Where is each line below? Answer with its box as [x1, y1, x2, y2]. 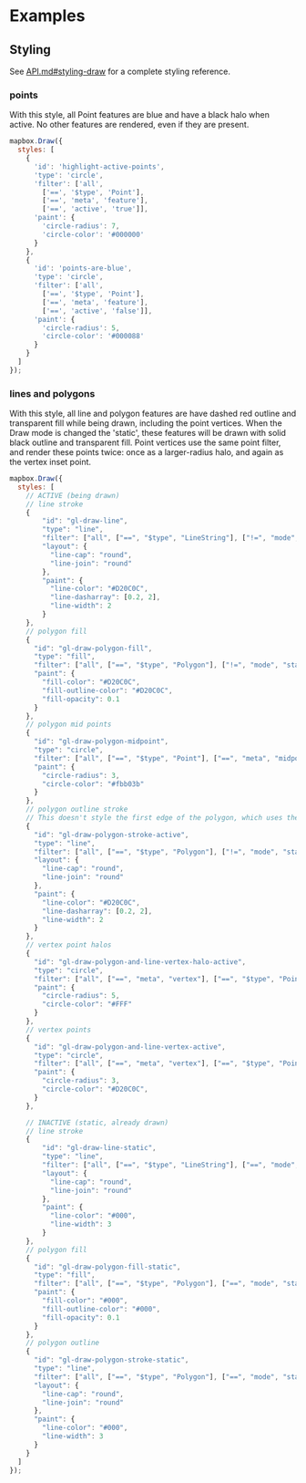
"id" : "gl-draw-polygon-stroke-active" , [33, 830, 189, 839]
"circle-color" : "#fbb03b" [42, 779, 145, 789]
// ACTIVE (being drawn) [25, 491, 120, 500]
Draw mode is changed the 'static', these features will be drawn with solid [9, 428, 287, 439]
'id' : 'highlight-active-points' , [33, 161, 166, 171]
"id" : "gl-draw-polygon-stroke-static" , [33, 1355, 189, 1364]
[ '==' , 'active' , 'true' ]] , [42, 204, 148, 214]
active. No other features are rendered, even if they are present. [9, 119, 250, 130]
